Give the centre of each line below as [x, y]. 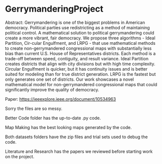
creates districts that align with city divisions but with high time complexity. [80, 64]
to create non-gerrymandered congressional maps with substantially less [78, 48]
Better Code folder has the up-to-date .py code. [53, 118]
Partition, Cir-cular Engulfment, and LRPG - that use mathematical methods [80, 43]
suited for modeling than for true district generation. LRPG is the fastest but [81, 74]
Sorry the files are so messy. [34, 109]
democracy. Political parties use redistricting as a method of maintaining [77, 27]
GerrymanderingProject [54, 9]
